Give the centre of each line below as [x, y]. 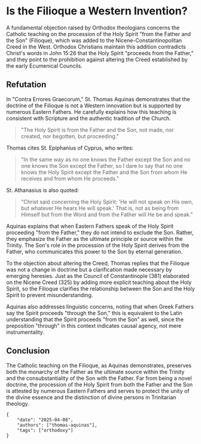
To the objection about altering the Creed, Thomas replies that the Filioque [98, 263]
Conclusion [28, 351]
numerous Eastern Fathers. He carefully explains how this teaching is [91, 111]
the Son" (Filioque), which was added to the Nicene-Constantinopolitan [94, 40]
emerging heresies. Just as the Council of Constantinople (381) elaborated [98, 276]
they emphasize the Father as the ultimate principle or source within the [95, 238]
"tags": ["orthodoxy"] [45, 430]
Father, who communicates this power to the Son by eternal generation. [95, 251]
